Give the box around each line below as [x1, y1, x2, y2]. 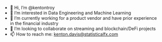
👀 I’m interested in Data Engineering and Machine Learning [9, 10, 131, 16]
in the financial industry [9, 20, 58, 26]
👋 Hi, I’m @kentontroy [9, 5, 55, 10]
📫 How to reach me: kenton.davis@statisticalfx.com [9, 31, 118, 37]
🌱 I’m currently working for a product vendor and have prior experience [9, 15, 157, 21]
